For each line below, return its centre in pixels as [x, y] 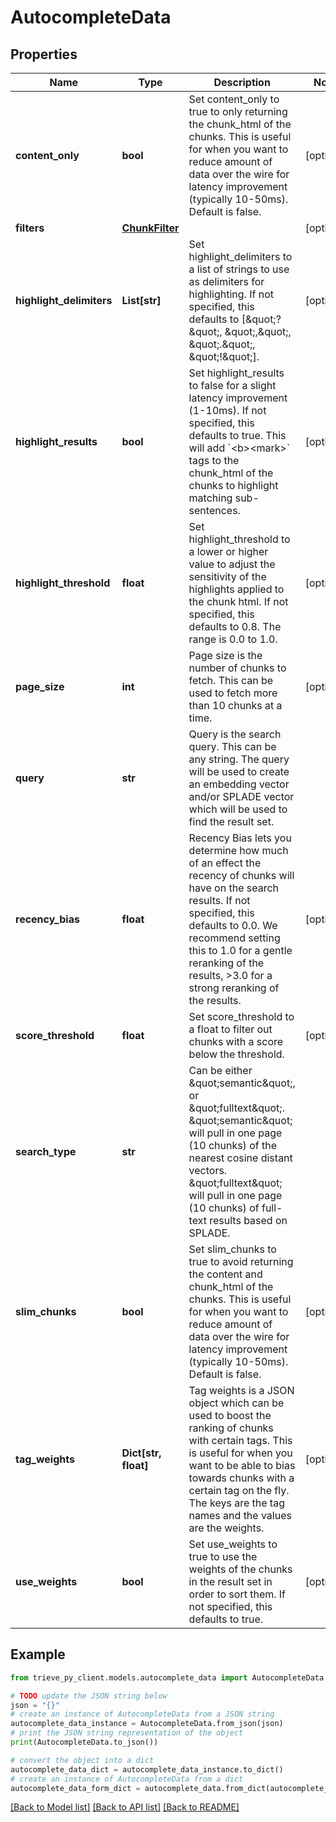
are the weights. [226, 1528]
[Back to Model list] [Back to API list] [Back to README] [125, 1807]
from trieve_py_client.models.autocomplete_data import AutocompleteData [167, 1677]
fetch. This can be [231, 680]
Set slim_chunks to [232, 1249]
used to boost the [230, 1415]
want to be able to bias [242, 1465]
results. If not [219, 900]
